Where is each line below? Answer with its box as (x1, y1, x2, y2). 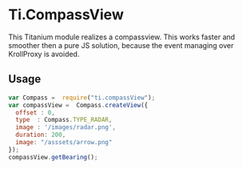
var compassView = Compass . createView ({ (8, 101, 149, 109)
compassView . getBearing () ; (8, 153, 98, 161)
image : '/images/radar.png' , (15, 123, 116, 131)
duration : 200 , (15, 131, 66, 139)
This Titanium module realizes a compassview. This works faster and (8, 32, 236, 42)
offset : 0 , (15, 108, 56, 117)
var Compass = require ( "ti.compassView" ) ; (8, 94, 156, 102)
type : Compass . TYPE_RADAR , (15, 116, 113, 124)
